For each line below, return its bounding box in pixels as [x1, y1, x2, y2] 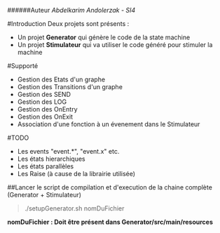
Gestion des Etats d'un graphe [17, 75, 106, 84]
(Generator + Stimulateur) [7, 191, 82, 199]
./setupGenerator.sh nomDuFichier [24, 204, 125, 213]
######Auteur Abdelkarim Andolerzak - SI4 [7, 6, 136, 14]
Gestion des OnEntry [17, 105, 78, 113]
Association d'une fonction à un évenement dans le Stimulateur [17, 120, 200, 128]
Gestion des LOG [17, 98, 67, 106]
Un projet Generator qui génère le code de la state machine [17, 33, 191, 41]
